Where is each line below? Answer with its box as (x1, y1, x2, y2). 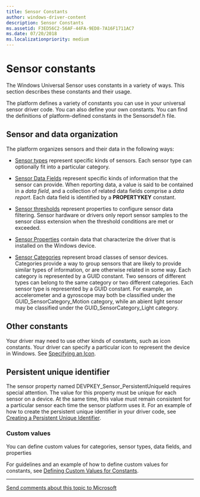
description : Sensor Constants (6, 20, 84, 26)
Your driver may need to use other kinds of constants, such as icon (6, 337, 171, 344)
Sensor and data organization (6, 129, 118, 140)
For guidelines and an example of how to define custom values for (6, 461, 168, 468)
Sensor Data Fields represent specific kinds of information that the (14, 174, 179, 182)
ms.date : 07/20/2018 (6, 31, 58, 37)
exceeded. (14, 224, 41, 231)
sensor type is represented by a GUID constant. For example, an (14, 285, 173, 292)
